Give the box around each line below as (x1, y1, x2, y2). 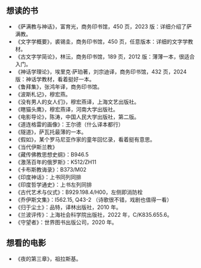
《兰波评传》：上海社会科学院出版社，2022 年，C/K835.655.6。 (14, 211, 173, 218)
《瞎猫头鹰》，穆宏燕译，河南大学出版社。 (14, 105, 119, 113)
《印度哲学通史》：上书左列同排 (14, 181, 92, 188)
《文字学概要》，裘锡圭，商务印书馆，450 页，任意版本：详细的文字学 (14, 38, 188, 45)
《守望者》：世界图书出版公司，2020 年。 (14, 219, 118, 226)
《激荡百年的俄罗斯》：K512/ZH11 (14, 158, 97, 166)
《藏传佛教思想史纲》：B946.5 (14, 151, 89, 158)
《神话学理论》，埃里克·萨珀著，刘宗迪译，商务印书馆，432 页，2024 (14, 68, 187, 75)
